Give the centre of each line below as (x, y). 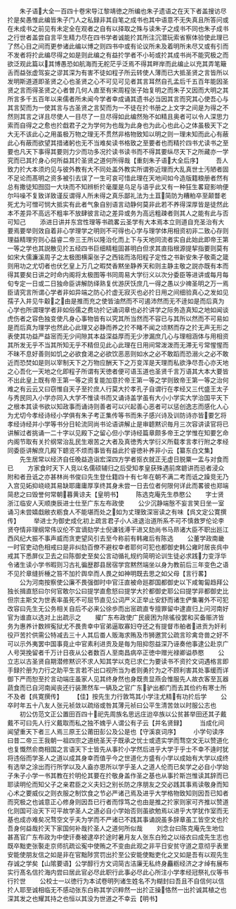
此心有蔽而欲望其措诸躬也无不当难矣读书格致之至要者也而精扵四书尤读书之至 (118, 143)
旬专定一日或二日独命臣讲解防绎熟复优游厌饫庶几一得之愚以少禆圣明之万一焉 (118, 283)
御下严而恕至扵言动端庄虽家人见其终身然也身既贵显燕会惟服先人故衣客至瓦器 (118, 679)
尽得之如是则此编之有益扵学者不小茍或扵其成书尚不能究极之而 (139, 55)
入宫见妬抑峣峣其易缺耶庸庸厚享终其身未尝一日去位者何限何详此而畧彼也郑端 (118, 485)
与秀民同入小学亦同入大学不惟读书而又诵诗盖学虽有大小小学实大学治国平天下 (118, 398)
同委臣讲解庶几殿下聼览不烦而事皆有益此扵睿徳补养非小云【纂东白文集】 (112, 450)
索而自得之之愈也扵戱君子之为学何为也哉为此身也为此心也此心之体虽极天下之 (118, 125)
